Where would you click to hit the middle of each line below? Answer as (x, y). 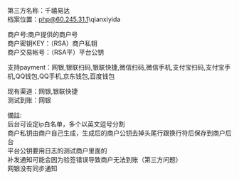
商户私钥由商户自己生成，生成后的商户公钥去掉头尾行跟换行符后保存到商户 (116, 133)
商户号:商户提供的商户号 (43, 34)
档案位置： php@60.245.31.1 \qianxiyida (64, 19)
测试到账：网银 (29, 100)
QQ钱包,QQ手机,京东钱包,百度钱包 (65, 76)
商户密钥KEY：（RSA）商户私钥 (52, 43)
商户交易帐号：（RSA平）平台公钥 (56, 52)
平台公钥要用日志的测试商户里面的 (57, 151)
